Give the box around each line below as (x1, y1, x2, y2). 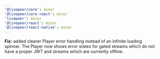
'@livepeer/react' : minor (4, 20, 57, 26)
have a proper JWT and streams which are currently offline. (4, 49, 124, 55)
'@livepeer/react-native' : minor (4, 25, 72, 30)
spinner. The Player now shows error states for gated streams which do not (4, 44, 155, 49)
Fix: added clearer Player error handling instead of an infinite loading (4, 38, 142, 44)
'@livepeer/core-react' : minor (4, 12, 68, 16)
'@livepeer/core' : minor (4, 7, 55, 12)
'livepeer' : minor (4, 16, 42, 21)
